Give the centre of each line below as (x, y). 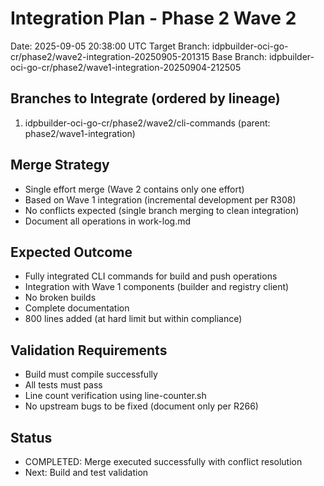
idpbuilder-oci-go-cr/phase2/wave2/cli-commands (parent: (147, 123)
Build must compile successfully (91, 374)
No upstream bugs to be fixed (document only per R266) (141, 406)
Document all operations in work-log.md (108, 221)
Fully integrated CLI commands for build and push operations (151, 276)
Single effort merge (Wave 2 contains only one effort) (134, 189)
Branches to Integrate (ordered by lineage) (145, 98)
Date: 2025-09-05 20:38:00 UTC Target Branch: (110, 46)
